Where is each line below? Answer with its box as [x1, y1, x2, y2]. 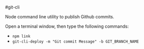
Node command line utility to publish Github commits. [5, 14, 115, 19]
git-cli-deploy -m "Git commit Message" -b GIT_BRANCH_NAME [12, 39, 139, 44]
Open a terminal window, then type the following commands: [5, 23, 129, 29]
